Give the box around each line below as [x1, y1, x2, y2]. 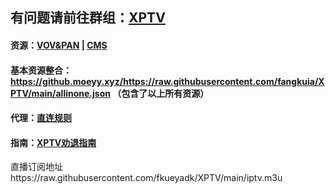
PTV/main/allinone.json [10, 87, 111, 99]
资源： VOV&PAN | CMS [10, 39, 108, 51]
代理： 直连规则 [10, 112, 72, 124]
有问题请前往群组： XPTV [10, 9, 166, 27]
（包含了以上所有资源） [112, 87, 210, 99]
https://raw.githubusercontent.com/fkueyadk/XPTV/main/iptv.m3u [10, 172, 283, 184]
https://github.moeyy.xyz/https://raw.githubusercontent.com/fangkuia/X [10, 75, 325, 87]
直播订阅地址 [10, 161, 63, 173]
